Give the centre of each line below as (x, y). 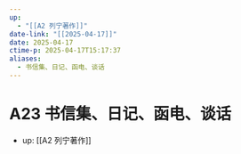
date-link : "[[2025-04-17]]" (63, 34)
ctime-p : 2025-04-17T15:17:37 (65, 51)
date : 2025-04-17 (41, 42)
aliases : (25, 59)
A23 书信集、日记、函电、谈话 (120, 114)
